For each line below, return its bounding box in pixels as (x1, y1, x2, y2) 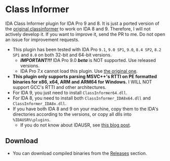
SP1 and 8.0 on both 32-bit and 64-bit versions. (12, 52, 112, 58)
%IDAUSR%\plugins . (12, 116, 51, 122)
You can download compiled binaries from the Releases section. (12, 150, 147, 156)
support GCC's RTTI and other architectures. (12, 84, 107, 90)
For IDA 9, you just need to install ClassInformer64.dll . (12, 89, 128, 95)
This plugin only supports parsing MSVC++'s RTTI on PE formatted (12, 73, 157, 79)
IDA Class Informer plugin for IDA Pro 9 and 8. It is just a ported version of (5, 20, 160, 26)
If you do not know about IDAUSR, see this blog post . (20, 122, 131, 128)
